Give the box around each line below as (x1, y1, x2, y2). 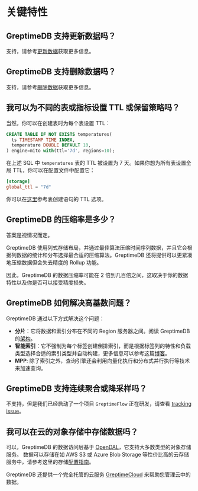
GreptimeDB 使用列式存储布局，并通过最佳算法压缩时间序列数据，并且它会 (6, 244, 187, 251)
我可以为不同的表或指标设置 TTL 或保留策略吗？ (6, 103, 180, 113)
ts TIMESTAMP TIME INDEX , (11, 137, 76, 143)
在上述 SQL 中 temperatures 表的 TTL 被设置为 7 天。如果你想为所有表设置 (6, 160, 186, 167)
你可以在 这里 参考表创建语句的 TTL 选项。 (6, 195, 107, 202)
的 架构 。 (14, 334, 36, 342)
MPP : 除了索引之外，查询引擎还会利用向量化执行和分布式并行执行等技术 (14, 357, 190, 364)
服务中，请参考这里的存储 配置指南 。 (6, 458, 95, 466)
